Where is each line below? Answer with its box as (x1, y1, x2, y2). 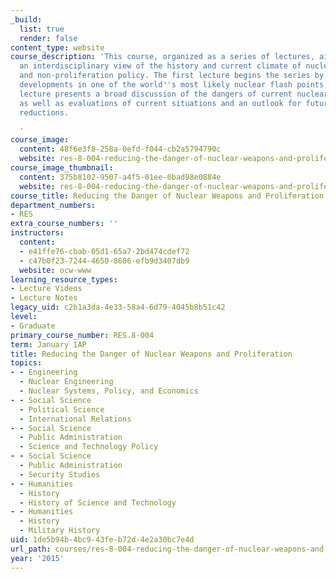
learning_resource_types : (10, 274, 118, 285)
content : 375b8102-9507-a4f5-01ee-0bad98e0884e (19, 172, 222, 182)
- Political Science (19, 404, 105, 415)
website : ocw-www (19, 265, 92, 275)
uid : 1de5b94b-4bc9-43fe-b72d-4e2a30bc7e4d (10, 535, 195, 545)
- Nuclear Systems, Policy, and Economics (19, 386, 199, 396)
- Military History (19, 526, 101, 536)
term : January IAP (10, 339, 87, 350)
